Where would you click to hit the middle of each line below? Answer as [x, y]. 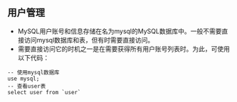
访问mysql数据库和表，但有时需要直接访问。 [89, 40]
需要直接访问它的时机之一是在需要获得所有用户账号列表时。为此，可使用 [123, 49]
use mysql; [23, 79]
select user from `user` [44, 92]
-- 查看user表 [27, 86]
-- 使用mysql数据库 [33, 72]
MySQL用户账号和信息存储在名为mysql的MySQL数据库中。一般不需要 [120, 31]
